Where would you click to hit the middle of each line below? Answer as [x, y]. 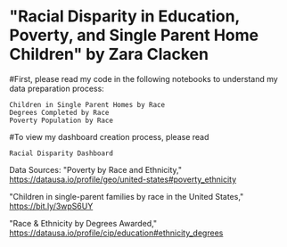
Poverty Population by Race [61, 120]
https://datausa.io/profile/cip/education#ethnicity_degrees [116, 233]
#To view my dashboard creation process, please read [109, 136]
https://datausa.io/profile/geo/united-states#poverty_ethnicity [123, 179]
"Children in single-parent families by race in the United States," [127, 196]
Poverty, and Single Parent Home [134, 35]
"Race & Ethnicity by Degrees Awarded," [83, 223]
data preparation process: [57, 88]
